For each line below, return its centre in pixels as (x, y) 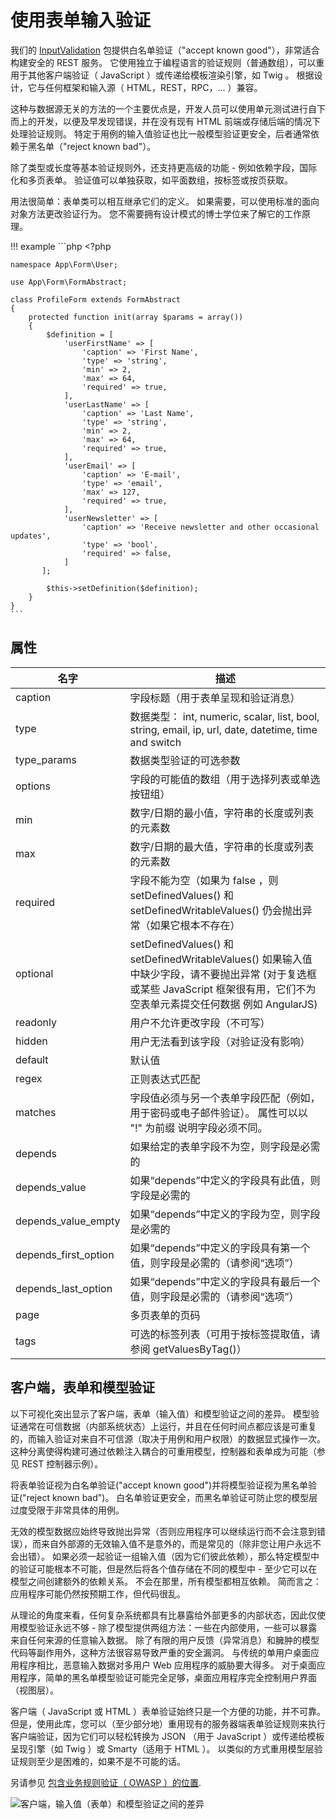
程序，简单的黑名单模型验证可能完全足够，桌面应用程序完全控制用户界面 (167, 1677)
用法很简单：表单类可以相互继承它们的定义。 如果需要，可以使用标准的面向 (165, 201)
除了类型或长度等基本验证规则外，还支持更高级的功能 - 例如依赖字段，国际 (164, 167)
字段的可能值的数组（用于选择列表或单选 (225, 779)
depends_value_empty (68, 1221)
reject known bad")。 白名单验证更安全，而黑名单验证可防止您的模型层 (172, 1497)
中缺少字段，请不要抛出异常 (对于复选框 (223, 974)
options (33, 786)
